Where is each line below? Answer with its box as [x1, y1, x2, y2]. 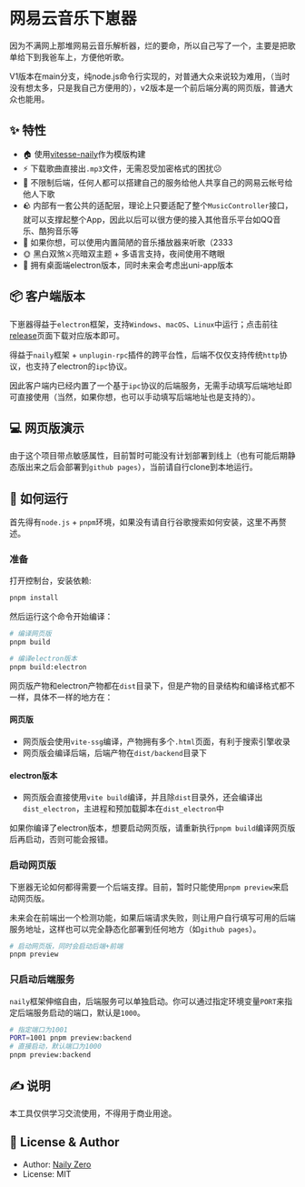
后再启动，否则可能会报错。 [9, 834, 113, 845]
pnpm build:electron [9, 662, 88, 671]
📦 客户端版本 [9, 288, 86, 305]
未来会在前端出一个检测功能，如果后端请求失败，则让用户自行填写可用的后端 [9, 911, 296, 923]
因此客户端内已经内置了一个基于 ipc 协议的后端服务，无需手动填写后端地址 [9, 379, 284, 391]
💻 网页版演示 [9, 420, 84, 436]
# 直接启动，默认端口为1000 [9, 1042, 102, 1051]
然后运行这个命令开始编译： [9, 611, 113, 622]
